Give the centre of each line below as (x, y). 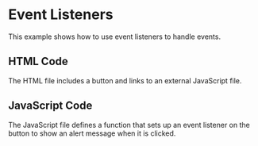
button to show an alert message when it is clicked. (92, 133)
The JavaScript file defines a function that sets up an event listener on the (129, 125)
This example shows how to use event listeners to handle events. (114, 36)
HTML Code (39, 61)
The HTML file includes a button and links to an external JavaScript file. (125, 80)
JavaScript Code (50, 106)
